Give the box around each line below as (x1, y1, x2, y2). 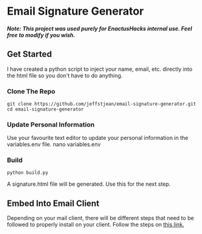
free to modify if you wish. (7, 31, 75, 38)
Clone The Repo (7, 87, 56, 95)
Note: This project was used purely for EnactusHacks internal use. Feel (7, 24, 192, 32)
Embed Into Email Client (7, 198, 100, 208)
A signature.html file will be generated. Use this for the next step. (7, 180, 171, 188)
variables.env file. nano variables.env (7, 141, 101, 148)
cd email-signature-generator (7, 106, 84, 112)
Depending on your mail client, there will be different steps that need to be (7, 214, 195, 222)
